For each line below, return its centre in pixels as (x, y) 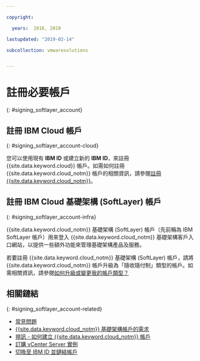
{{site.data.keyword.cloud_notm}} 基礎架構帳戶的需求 (82, 329)
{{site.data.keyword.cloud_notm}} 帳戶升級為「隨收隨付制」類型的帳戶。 (97, 265)
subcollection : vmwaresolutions (47, 50)
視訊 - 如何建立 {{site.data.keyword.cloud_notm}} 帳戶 (83, 336)
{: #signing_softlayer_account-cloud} (53, 146)
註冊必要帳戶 (39, 93)
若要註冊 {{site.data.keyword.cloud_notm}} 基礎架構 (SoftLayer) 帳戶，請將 (100, 257)
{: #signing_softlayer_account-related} (54, 309)
